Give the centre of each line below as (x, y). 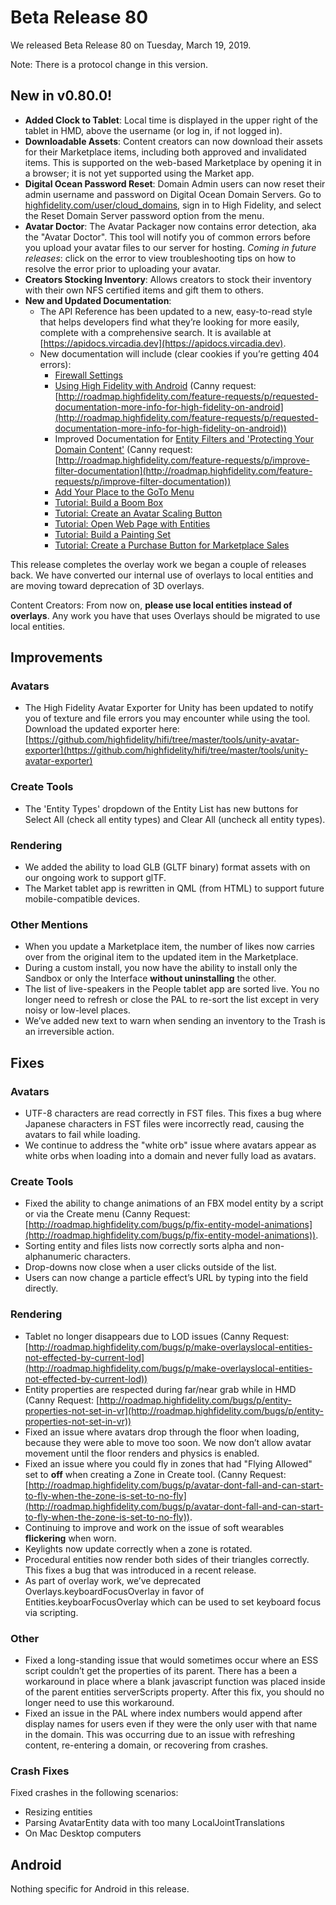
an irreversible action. (69, 1032)
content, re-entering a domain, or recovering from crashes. (146, 1745)
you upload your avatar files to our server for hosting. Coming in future (170, 247)
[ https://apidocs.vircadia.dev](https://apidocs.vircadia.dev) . (163, 343)
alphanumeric (53, 1257)
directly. (41, 1288)
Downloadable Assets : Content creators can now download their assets (173, 141)
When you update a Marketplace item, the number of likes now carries (169, 947)
